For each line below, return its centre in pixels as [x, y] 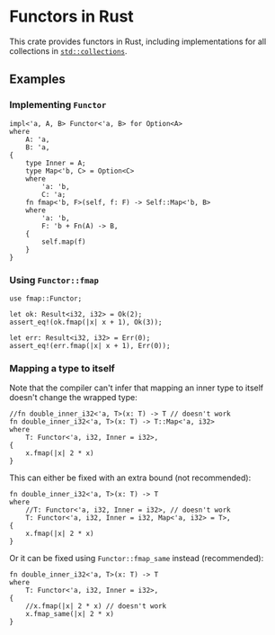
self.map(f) [64, 241]
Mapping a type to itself [62, 368]
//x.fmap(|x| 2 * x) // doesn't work [96, 606]
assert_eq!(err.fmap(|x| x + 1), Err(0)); [90, 345]
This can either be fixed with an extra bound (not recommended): [130, 478]
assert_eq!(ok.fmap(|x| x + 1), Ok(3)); [86, 322]
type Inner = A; [56, 163]
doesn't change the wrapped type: [73, 398]
